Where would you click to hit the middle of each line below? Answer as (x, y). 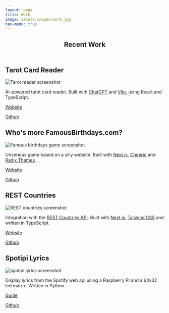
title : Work (18, 15)
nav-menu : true (21, 24)
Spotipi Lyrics (27, 258)
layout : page (19, 10)
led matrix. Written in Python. (35, 285)
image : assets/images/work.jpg (38, 19)
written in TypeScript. (27, 223)
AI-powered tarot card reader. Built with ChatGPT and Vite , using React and (84, 92)
